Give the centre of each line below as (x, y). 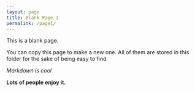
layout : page (23, 12)
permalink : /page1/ (31, 23)
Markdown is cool (29, 71)
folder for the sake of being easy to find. (57, 59)
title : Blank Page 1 (33, 18)
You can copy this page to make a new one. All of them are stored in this (98, 52)
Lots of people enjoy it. (36, 82)
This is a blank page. (32, 41)
